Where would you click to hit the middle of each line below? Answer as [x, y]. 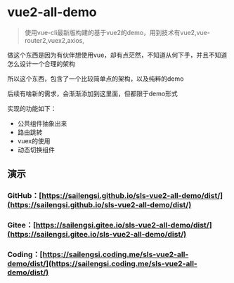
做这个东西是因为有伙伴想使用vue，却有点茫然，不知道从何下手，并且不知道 [117, 55]
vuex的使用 [34, 140]
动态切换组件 [36, 150]
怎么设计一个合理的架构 [41, 63]
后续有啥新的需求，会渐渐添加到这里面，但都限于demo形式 [92, 93]
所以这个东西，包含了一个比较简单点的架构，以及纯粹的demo [96, 79]
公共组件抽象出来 [42, 123]
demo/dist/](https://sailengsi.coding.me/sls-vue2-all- [103, 264]
